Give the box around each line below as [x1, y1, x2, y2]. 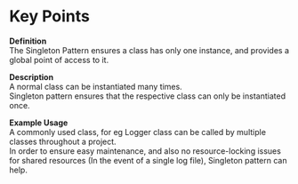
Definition [9, 36, 47, 46]
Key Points [9, 6, 91, 27]
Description [9, 71, 54, 82]
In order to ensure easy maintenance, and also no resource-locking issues [9, 145, 282, 156]
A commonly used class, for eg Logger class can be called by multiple [9, 126, 267, 137]
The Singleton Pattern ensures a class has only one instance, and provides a [9, 44, 290, 55]
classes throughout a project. [9, 136, 117, 147]
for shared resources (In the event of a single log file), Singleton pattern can [9, 155, 287, 165]
